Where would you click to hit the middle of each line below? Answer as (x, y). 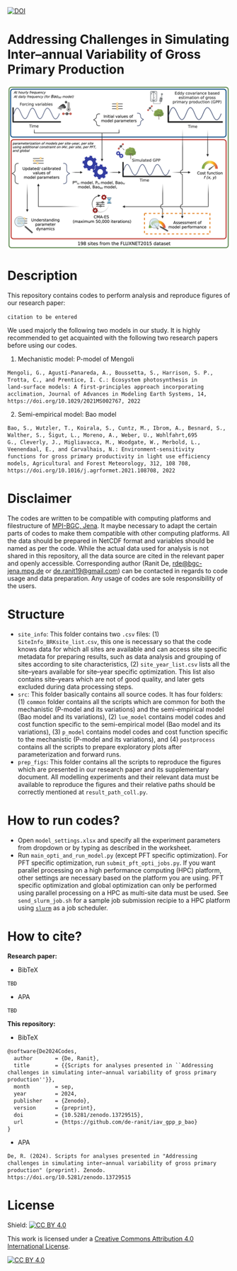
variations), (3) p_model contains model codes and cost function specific (123, 732)
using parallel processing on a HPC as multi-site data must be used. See (123, 892)
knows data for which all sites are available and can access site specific (122, 649)
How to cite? (45, 936)
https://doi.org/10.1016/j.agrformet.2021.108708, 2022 (91, 471)
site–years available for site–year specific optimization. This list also (116, 672)
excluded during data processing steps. (75, 686)
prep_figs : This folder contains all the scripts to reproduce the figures (119, 761)
